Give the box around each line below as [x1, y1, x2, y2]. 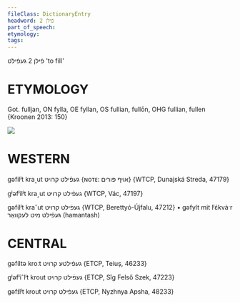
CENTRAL [7, 236, 67, 252]
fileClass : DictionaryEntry [7, 10, 91, 18]
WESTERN [7, 151, 70, 168]
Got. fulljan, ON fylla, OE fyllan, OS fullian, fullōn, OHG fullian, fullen [7, 105, 206, 114]
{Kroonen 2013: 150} [7, 113, 68, 121]
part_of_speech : [7, 24, 56, 31]
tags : [7, 37, 24, 44]
